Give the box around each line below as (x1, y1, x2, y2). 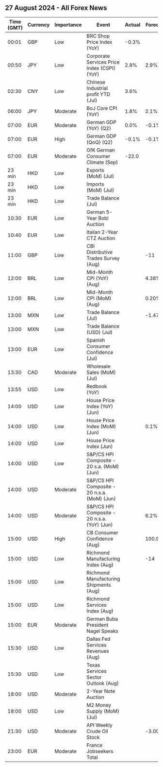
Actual (125, 21, 141, 28)
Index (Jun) (86, 443, 113, 450)
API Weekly (86, 721, 113, 728)
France (86, 742, 103, 749)
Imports (86, 181, 104, 187)
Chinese (86, 79, 106, 85)
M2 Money (86, 701, 112, 708)
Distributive (86, 249, 113, 256)
